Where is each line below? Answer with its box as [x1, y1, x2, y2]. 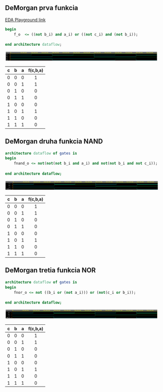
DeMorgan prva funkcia [5, 4, 78, 12]
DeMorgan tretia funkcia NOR [5, 266, 96, 274]
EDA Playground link [5, 17, 46, 22]
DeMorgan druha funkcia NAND [5, 137, 103, 145]
